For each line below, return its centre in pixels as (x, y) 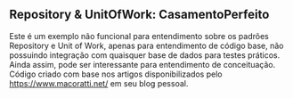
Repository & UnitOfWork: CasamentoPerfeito (139, 15)
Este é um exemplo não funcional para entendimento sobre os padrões (139, 36)
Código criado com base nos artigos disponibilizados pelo (116, 74)
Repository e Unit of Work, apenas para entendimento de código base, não (146, 45)
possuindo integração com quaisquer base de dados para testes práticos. (145, 55)
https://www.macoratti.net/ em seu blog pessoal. (99, 83)
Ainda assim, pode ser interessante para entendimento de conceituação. (142, 64)
